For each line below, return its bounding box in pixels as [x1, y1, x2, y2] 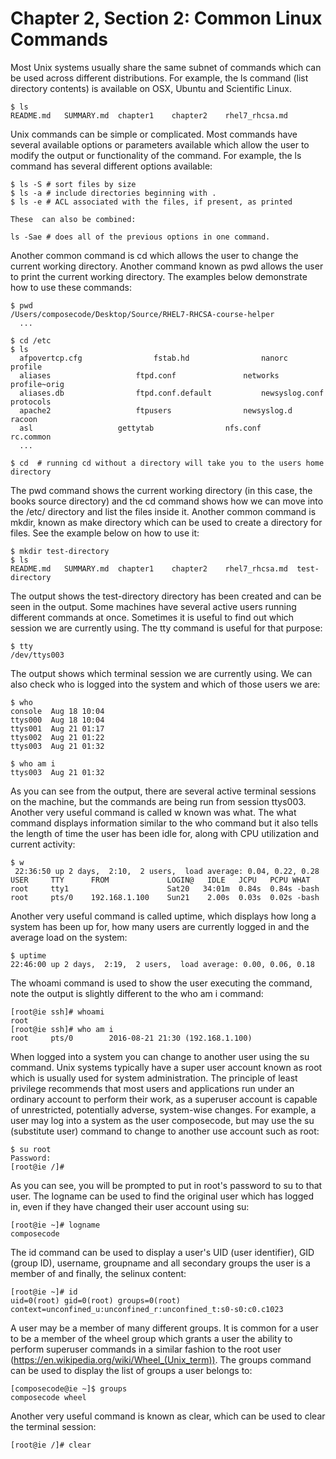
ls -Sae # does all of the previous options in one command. [10, 232, 271, 242]
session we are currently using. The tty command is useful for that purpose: [10, 622, 323, 634]
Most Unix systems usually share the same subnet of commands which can [10, 61, 322, 73]
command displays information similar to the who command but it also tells [10, 817, 319, 829]
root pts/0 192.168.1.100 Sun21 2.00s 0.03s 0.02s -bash [10, 892, 320, 902]
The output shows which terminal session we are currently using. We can [10, 667, 313, 679]
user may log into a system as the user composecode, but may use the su [10, 1114, 315, 1126]
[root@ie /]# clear [10, 1440, 92, 1450]
